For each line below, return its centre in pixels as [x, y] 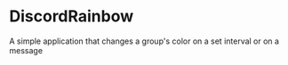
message [26, 50]
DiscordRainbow [72, 16]
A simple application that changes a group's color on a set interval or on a [144, 41]
